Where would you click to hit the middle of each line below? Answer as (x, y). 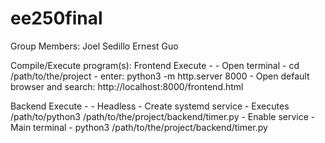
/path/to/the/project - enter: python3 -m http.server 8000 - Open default (160, 76)
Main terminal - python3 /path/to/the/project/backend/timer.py (139, 127)
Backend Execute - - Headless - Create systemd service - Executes (150, 106)
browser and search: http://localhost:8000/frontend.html (127, 86)
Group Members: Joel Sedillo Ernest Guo (94, 46)
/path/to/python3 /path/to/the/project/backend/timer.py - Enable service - (163, 116)
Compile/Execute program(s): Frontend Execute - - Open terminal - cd (155, 65)
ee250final (56, 18)
